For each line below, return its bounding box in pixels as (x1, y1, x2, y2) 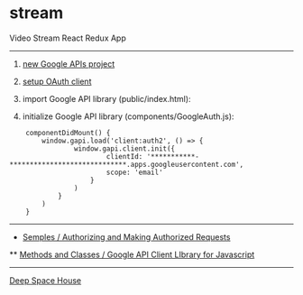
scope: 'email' (106, 168, 164, 177)
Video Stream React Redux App (9, 32, 126, 43)
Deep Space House (9, 274, 82, 286)
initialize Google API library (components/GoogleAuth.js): (22, 111, 234, 122)
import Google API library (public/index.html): (22, 93, 191, 104)
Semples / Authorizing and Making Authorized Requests (22, 231, 231, 242)
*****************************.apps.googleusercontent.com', (9, 160, 244, 169)
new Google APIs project (22, 58, 115, 69)
